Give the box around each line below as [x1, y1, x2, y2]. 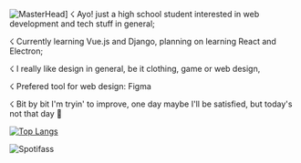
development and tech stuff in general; [9, 18, 155, 29]
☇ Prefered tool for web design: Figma [9, 81, 152, 91]
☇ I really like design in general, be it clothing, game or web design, [9, 64, 261, 74]
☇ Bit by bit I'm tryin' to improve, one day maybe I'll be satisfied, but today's [9, 98, 293, 109]
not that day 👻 [9, 108, 62, 118]
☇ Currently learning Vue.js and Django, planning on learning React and [9, 36, 276, 46]
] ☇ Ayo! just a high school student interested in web [65, 9, 260, 19]
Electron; [9, 46, 44, 56]
